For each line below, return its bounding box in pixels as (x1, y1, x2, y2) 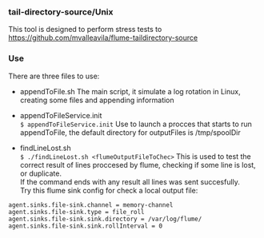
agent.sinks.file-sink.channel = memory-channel (8, 200, 174, 209)
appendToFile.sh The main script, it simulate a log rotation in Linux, (19, 86, 242, 96)
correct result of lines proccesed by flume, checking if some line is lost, (19, 160, 256, 169)
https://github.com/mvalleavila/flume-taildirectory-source (8, 33, 198, 42)
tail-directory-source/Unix (8, 6, 114, 18)
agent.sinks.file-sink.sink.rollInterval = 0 (8, 222, 162, 230)
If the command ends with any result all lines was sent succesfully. (19, 177, 240, 186)
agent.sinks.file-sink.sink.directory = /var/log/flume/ (8, 215, 202, 223)
